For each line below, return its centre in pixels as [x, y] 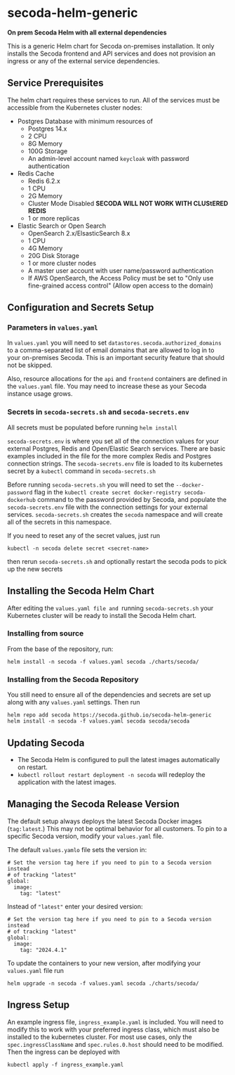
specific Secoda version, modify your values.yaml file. [86, 836]
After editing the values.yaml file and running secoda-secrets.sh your [110, 608]
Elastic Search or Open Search [62, 226]
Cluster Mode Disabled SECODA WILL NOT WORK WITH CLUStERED [128, 203]
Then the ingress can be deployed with [64, 1052]
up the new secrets [35, 569]
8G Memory [45, 143]
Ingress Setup [39, 1005]
